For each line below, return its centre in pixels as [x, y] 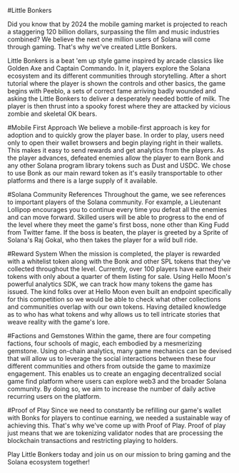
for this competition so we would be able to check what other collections [114, 299]
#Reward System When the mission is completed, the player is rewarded [114, 254]
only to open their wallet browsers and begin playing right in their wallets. [115, 143]
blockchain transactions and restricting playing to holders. [93, 441]
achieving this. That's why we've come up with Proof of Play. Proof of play [117, 425]
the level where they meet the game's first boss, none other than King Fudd [118, 225]
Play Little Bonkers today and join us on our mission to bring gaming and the [119, 454]
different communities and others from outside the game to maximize [109, 366]
